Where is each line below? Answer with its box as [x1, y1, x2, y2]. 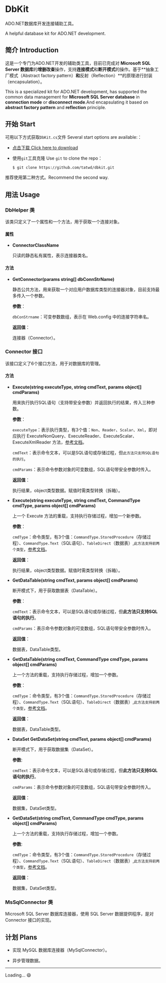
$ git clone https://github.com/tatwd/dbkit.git [12, 165, 115, 170]
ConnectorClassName [12, 242, 59, 248]
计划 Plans [5, 933, 38, 941]
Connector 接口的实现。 [5, 917, 54, 923]
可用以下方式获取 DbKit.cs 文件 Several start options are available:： [5, 134, 142, 140]
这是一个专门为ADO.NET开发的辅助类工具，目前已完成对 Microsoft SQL [5, 60, 151, 66]
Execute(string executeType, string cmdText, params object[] [12, 384, 142, 390]
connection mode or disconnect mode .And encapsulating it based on [5, 99, 149, 105]
